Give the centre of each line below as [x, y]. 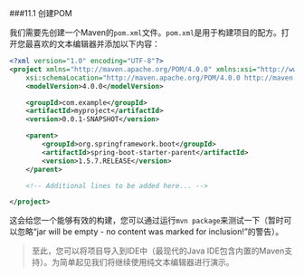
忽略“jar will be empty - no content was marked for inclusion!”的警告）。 [150, 232]
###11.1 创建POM [41, 13]
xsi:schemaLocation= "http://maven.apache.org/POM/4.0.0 [133, 78]
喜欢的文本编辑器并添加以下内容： [96, 44]
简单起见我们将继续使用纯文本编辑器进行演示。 [147, 262]
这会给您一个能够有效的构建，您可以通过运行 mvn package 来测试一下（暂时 [147, 221]
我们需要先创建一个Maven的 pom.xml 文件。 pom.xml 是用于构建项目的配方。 [146, 33]
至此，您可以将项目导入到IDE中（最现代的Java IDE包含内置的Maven [158, 251]
